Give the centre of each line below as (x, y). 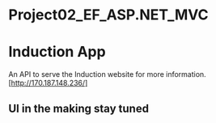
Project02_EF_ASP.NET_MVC (108, 15)
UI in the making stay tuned (79, 108)
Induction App (57, 52)
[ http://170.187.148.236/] (48, 83)
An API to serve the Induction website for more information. (107, 74)
